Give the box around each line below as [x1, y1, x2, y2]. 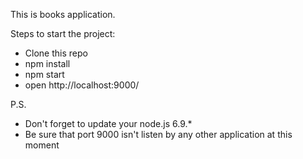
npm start [24, 69, 65, 80]
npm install [24, 58, 71, 69]
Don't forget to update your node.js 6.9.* [24, 118, 193, 129]
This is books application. [10, 9, 116, 20]
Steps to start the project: [10, 28, 116, 39]
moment [24, 139, 60, 151]
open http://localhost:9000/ [24, 79, 140, 91]
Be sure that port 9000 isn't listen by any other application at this [24, 129, 293, 140]
